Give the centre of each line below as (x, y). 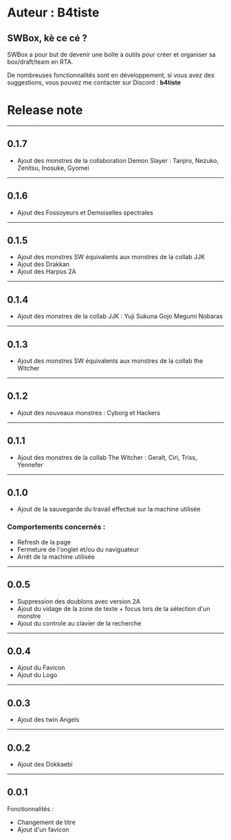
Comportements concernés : (56, 527)
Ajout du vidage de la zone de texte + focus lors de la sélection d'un (113, 608)
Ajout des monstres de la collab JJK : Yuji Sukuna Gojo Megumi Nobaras (120, 316)
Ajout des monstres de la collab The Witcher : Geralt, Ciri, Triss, (107, 457)
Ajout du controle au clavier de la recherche (79, 623)
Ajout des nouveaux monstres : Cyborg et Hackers (88, 412)
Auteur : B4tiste (53, 13)
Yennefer (30, 465)
